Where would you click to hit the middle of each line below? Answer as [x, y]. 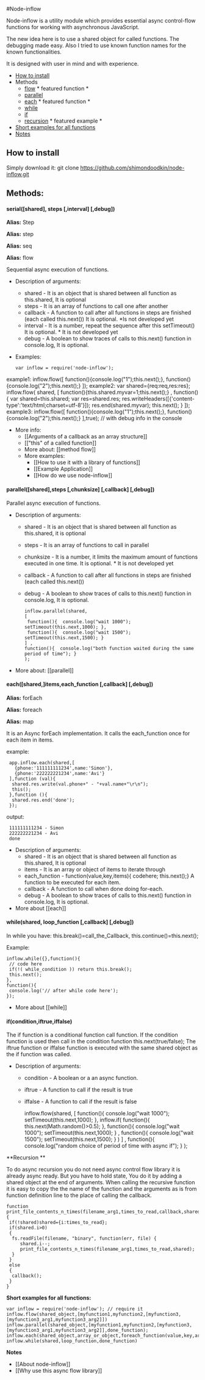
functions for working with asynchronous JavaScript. [73, 27]
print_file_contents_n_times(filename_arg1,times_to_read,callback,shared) [105, 1212]
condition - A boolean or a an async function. [81, 1078]
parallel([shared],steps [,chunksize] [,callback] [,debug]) [81, 489]
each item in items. [30, 740]
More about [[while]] [41, 1007]
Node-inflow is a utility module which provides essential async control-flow [101, 20]
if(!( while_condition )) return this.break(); [70, 970]
